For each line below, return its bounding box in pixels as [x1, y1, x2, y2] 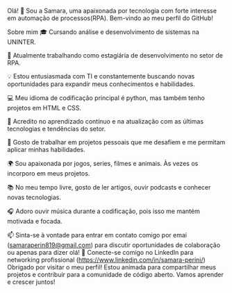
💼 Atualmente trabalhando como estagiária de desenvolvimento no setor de [7, 51, 224, 59]
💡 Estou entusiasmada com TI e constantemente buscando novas [7, 72, 195, 80]
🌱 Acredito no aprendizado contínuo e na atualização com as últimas [7, 117, 204, 125]
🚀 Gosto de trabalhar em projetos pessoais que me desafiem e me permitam [7, 138, 226, 146]
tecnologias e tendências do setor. [7, 125, 106, 133]
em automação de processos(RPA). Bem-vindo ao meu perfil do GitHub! [7, 14, 213, 22]
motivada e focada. [7, 217, 63, 225]
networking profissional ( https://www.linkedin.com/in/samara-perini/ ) [7, 256, 206, 264]
